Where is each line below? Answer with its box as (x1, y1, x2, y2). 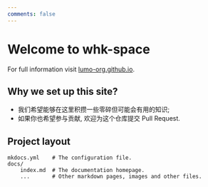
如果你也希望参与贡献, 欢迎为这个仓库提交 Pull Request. (17, 114, 180, 123)
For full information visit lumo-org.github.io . (7, 65, 135, 74)
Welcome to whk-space (7, 41, 151, 57)
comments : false (7, 10, 56, 18)
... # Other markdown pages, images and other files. (20, 173, 202, 181)
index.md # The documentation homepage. (20, 167, 145, 174)
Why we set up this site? (7, 85, 118, 97)
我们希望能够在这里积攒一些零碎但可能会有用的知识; (17, 105, 170, 114)
